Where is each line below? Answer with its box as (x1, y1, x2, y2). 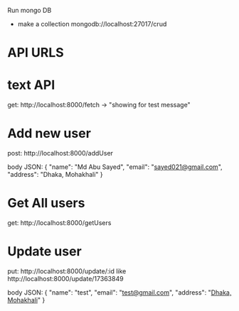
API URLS (7, 45, 64, 61)
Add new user (7, 126, 91, 141)
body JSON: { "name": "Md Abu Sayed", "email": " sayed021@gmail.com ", (7, 163, 223, 171)
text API (7, 77, 55, 93)
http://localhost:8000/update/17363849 (7, 274, 124, 283)
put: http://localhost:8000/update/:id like (7, 266, 127, 275)
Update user (7, 244, 82, 260)
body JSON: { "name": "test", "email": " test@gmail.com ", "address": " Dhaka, (7, 288, 232, 297)
